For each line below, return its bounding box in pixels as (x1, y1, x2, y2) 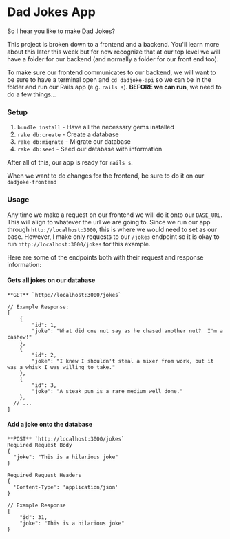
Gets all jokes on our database (7, 276, 96, 284)
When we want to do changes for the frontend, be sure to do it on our (7, 171, 205, 180)
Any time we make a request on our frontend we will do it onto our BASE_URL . (7, 211, 222, 219)
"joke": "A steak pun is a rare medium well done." (32, 388, 184, 394)
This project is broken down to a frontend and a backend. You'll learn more (7, 40, 220, 48)
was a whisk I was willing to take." (7, 363, 116, 370)
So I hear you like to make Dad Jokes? (7, 27, 116, 35)
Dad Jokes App (7, 4, 96, 20)
